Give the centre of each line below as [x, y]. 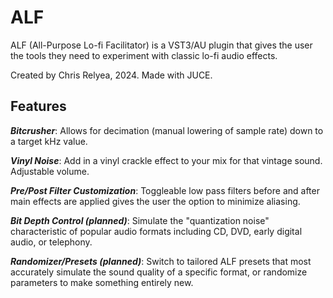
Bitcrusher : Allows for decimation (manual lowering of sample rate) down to [167, 130]
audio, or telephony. [51, 242]
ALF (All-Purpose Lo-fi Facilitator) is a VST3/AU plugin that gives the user [161, 45]
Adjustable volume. [50, 171]
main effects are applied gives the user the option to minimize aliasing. [155, 201]
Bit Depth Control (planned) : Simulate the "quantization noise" [140, 220]
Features [38, 106]
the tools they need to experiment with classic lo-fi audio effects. [144, 55]
